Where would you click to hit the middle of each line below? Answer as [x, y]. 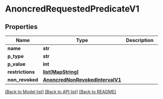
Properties [21, 27]
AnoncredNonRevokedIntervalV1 [82, 80]
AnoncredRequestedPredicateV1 [72, 9]
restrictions [21, 72]
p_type [16, 56]
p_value [16, 64]
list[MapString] [61, 72]
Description [140, 40]
